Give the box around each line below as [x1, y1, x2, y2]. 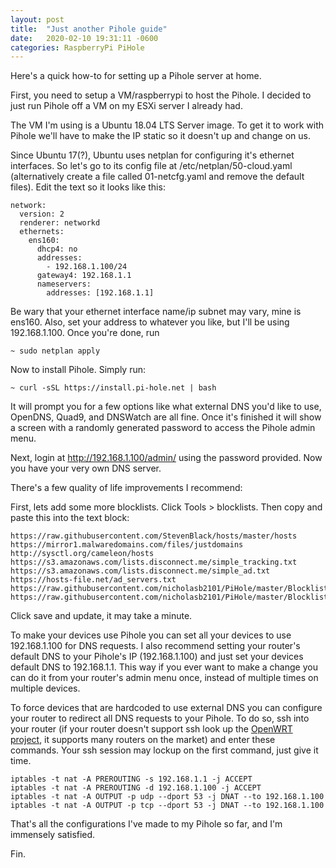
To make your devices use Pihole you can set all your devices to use [10, 629, 292, 641]
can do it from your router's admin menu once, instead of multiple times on [10, 672, 319, 684]
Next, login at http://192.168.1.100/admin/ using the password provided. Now [10, 452, 323, 464]
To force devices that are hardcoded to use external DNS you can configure [10, 702, 323, 714]
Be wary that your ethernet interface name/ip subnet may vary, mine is [10, 306, 302, 318]
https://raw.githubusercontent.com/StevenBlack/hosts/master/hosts [10, 531, 298, 541]
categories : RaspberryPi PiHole [10, 42, 145, 53]
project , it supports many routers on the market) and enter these [10, 734, 276, 746]
